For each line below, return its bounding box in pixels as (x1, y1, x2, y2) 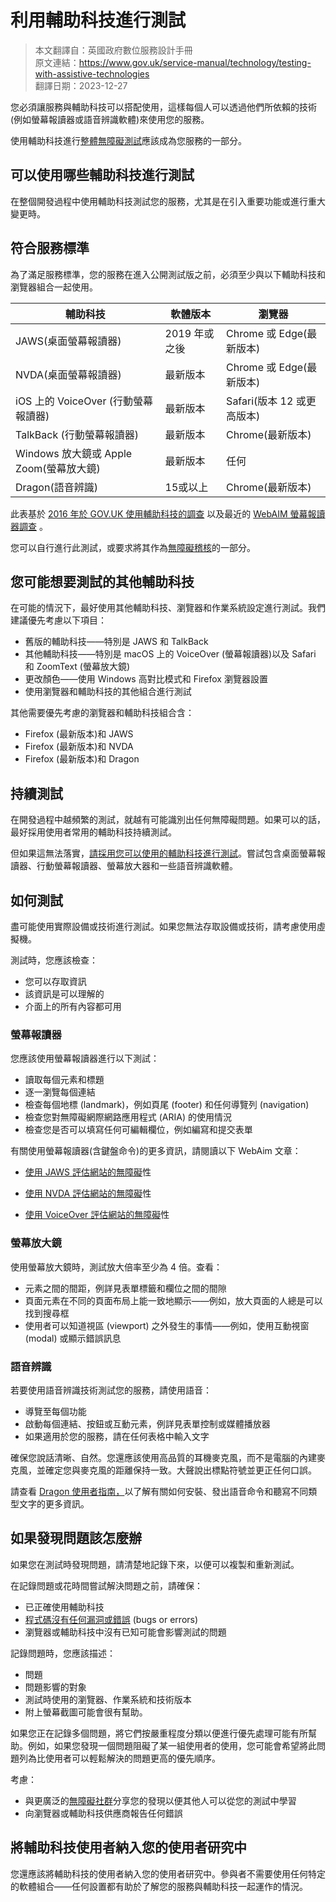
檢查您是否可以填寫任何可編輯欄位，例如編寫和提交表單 (24, 1124, 253, 1136)
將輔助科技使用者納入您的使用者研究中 (10, 1839, 247, 1856)
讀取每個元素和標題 (24, 1074, 105, 1086)
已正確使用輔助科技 (24, 1601, 105, 1613)
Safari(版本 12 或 (226, 394, 307, 408)
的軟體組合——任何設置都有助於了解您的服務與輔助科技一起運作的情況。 (10, 1880, 308, 1892)
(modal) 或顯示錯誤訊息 (24, 1332, 122, 1344)
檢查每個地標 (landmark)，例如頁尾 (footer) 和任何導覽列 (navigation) (24, 1099, 310, 1111)
